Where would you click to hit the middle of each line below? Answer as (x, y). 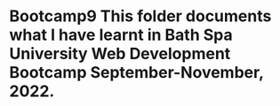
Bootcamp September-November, (136, 73)
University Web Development (120, 54)
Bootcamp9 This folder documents (140, 16)
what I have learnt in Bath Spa (121, 35)
